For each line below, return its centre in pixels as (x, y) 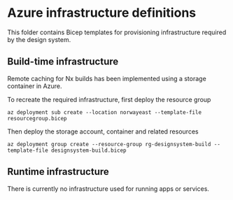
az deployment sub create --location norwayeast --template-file (104, 112)
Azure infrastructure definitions (102, 13)
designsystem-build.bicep (89, 150)
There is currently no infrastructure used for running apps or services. (108, 188)
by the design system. (39, 39)
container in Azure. (35, 86)
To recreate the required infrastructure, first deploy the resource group (109, 99)
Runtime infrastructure (58, 172)
